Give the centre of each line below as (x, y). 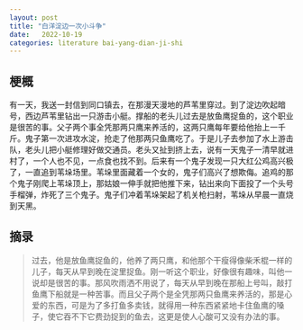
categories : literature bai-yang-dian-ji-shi (96, 43)
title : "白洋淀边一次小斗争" (58, 26)
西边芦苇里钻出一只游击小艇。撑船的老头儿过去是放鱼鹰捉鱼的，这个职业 (159, 116)
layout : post (34, 18)
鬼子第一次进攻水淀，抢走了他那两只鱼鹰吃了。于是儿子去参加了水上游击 (159, 138)
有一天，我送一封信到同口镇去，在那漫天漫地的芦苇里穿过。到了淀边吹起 (143, 105)
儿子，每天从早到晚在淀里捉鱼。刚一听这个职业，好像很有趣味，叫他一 (162, 272)
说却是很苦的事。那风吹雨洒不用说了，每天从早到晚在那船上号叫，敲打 (162, 282)
